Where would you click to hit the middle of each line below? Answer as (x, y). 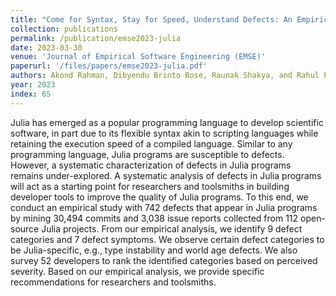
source (25, 228)
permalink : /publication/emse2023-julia (96, 38)
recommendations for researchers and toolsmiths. (113, 282)
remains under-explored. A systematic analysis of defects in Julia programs (166, 175)
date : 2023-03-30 (46, 47)
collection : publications (64, 29)
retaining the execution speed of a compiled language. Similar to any (151, 143)
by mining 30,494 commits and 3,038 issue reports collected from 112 (154, 218)
